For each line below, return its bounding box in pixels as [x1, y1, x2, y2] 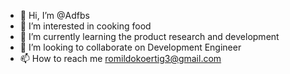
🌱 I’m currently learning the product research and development [19, 31, 280, 42]
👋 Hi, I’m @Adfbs [19, 10, 90, 21]
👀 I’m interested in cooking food [19, 20, 152, 32]
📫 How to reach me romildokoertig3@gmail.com [19, 53, 222, 64]
